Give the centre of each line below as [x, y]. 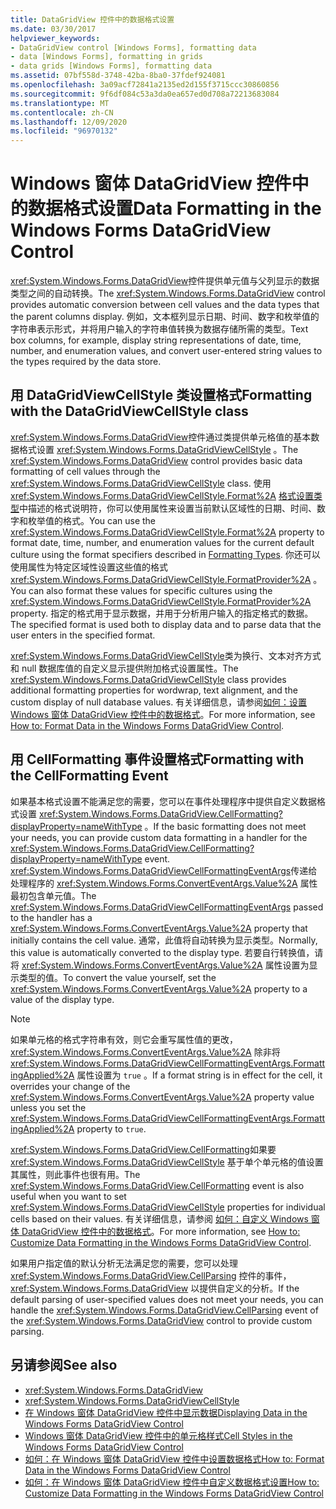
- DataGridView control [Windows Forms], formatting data [133, 47]
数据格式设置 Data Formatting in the [175, 208]
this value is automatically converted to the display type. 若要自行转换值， [162, 952]
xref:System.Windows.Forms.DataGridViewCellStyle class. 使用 [141, 483]
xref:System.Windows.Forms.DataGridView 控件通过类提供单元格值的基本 [161, 437]
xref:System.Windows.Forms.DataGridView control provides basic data [156, 460]
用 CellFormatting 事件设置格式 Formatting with [157, 759]
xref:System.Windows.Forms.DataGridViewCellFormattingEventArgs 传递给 [164, 870]
